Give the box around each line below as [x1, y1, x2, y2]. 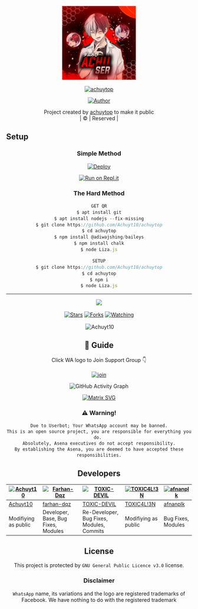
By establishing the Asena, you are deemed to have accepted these [14, 446, 184, 453]
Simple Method [77, 150, 121, 158]
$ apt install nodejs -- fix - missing [54, 215, 144, 222]
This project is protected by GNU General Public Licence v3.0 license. [14, 562, 184, 569]
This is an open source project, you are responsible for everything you [6, 429, 192, 435]
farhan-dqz [42, 501, 71, 508]
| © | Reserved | [79, 115, 119, 121]
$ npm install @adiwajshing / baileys [54, 234, 144, 241]
